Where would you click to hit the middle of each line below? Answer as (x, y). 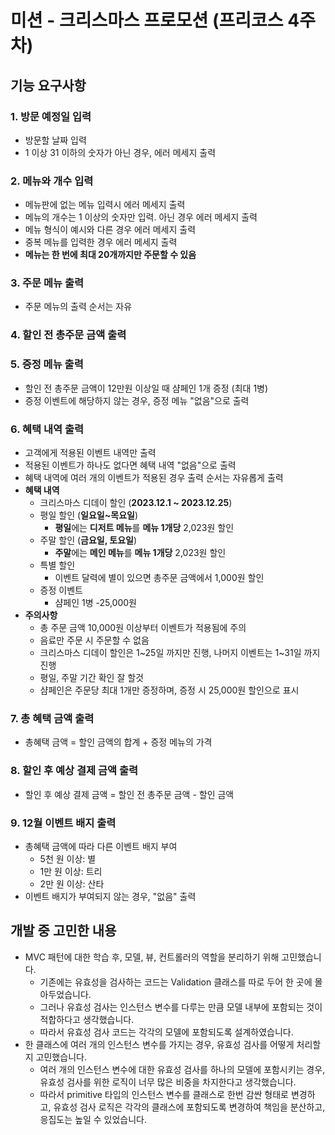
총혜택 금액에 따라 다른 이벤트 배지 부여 (101, 846)
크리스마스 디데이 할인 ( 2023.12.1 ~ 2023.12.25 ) (136, 502)
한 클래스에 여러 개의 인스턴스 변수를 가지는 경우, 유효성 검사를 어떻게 (159, 1044)
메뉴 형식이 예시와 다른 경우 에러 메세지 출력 (110, 230)
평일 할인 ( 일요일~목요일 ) (89, 515)
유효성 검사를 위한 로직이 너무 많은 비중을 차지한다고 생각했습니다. (168, 1082)
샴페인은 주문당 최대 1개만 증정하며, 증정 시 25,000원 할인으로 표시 (169, 690)
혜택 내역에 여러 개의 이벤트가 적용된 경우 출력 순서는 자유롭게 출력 (154, 477)
